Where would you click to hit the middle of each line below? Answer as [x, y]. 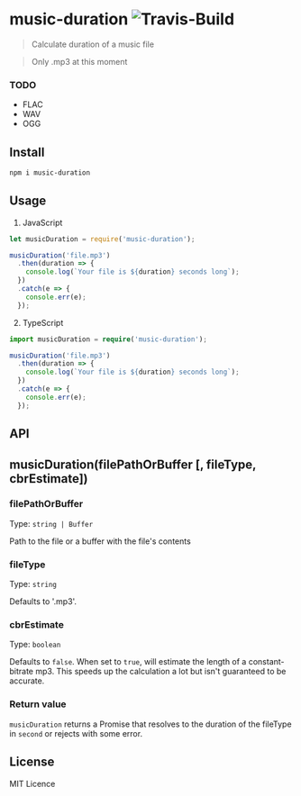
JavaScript [42, 222]
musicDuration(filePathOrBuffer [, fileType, [133, 464]
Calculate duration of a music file [93, 44]
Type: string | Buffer [51, 523]
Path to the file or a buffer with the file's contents [100, 541]
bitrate [22, 672]
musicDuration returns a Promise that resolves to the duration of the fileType [150, 724]
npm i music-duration [50, 173]
